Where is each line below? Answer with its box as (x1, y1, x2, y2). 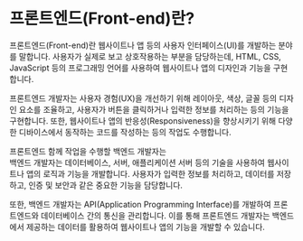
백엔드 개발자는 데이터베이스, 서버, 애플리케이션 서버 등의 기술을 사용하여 (9, 157, 265, 168)
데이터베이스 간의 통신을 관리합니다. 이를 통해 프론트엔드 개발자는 (40, 209, 270, 221)
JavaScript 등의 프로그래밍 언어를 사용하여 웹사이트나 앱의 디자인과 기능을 (9, 62, 271, 73)
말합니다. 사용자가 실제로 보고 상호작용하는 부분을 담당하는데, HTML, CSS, (18, 51, 282, 61)
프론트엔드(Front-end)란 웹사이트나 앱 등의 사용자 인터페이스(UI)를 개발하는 (9, 40, 277, 51)
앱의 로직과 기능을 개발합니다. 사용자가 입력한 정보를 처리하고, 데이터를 (25, 168, 275, 179)
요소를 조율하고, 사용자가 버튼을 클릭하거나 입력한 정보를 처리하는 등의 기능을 (18, 104, 289, 115)
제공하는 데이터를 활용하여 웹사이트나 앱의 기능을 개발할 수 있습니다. (25, 221, 265, 232)
